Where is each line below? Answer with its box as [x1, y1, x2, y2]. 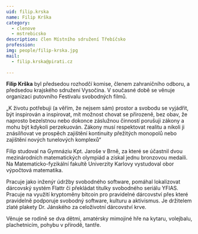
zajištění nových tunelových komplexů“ [6, 136, 101, 143]
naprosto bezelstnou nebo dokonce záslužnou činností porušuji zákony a [6, 117, 185, 124]
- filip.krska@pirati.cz [11, 58, 73, 64]
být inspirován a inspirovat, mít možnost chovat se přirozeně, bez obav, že [6, 111, 188, 118]
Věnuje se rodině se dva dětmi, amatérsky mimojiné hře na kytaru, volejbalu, [6, 215, 193, 222]
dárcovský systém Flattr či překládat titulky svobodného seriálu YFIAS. [6, 185, 179, 192]
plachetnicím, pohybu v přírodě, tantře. [6, 221, 101, 229]
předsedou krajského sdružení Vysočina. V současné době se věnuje [6, 87, 175, 94]
